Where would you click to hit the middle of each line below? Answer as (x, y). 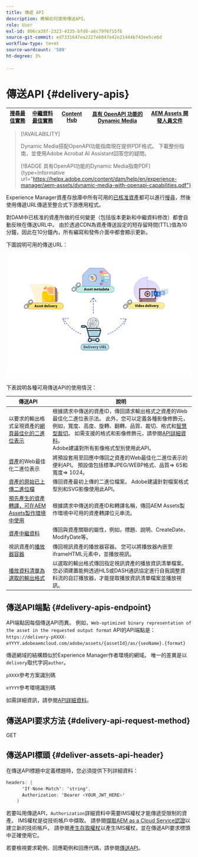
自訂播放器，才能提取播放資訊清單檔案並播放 (122, 578)
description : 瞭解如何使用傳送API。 (47, 19)
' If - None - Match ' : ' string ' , (56, 788)
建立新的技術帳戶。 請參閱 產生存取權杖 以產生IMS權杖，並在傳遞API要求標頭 (98, 828)
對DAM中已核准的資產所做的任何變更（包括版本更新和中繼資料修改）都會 (95, 217)
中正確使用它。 (24, 835)
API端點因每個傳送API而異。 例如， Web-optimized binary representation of (99, 623)
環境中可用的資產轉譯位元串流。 (97, 513)
